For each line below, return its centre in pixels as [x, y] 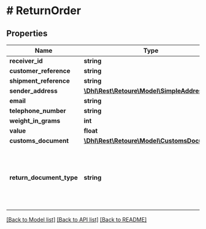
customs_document [39, 141]
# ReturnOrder [44, 11]
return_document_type [44, 177]
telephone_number [38, 111]
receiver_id [26, 61]
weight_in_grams [35, 121]
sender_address [34, 91]
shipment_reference [40, 81]
